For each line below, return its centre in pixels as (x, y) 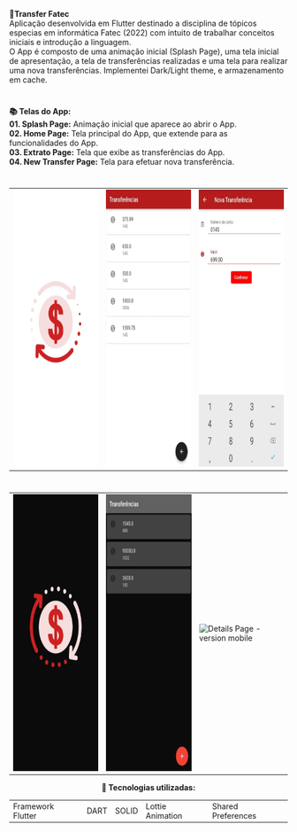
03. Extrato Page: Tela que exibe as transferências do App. (117, 152)
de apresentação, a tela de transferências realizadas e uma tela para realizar (148, 61)
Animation (164, 815)
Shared (225, 806)
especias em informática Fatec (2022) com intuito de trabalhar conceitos (142, 33)
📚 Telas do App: (40, 112)
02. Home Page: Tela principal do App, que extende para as (118, 134)
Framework (34, 806)
